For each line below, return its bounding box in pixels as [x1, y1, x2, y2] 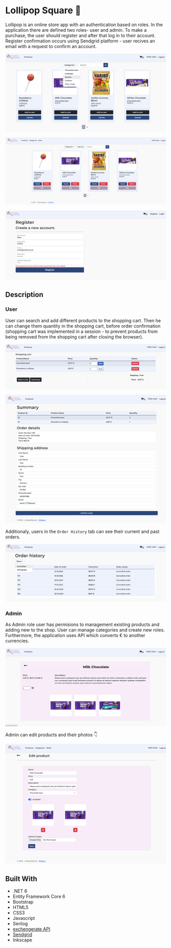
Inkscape [12, 937, 32, 943]
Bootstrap [12, 899, 34, 905]
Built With [5, 874, 37, 883]
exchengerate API [12, 926, 51, 932]
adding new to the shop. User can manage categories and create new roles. [5, 626, 165, 633]
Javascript [12, 915, 35, 921]
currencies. [5, 638, 30, 644]
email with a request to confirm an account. [5, 43, 97, 49]
